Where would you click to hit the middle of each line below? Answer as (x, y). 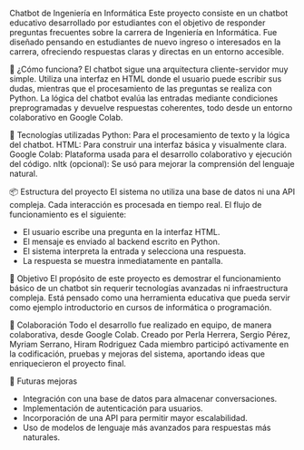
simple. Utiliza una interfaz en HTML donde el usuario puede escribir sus (146, 79)
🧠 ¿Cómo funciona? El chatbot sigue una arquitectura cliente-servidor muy (149, 69)
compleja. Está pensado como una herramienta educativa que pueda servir (150, 298)
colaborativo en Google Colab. (66, 117)
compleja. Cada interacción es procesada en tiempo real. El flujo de (136, 205)
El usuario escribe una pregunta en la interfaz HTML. (121, 232)
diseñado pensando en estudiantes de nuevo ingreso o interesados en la (145, 42)
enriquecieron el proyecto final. (68, 363)
